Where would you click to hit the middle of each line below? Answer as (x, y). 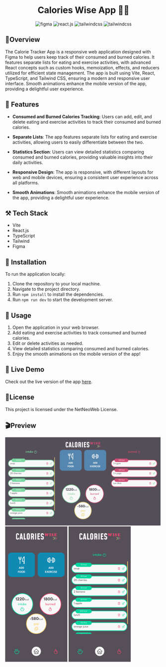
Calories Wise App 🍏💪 (83, 10)
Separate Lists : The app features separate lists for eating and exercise (85, 137)
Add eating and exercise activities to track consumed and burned (79, 333)
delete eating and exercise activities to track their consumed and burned (86, 122)
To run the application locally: (35, 274)
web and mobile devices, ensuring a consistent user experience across (85, 177)
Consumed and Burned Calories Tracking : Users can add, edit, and (82, 116)
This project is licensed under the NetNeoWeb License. (62, 409)
